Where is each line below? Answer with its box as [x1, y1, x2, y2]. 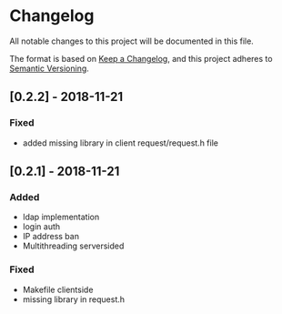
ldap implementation [22, 211, 100, 223]
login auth [22, 221, 61, 232]
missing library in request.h [22, 293, 126, 305]
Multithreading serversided [22, 240, 125, 251]
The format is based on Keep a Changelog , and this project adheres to [9, 53, 273, 64]
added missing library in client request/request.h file [22, 137, 218, 148]
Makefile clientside [22, 284, 94, 295]
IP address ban [22, 231, 80, 242]
